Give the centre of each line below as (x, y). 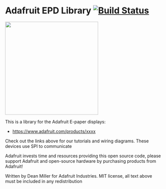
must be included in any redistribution (44, 181)
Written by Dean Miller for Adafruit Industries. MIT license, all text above (79, 176)
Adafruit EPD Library (48, 11)
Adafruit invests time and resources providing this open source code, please (83, 156)
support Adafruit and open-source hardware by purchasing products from (81, 161)
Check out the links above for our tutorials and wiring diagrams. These (77, 141)
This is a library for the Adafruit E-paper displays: (55, 122)
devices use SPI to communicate (38, 146)
